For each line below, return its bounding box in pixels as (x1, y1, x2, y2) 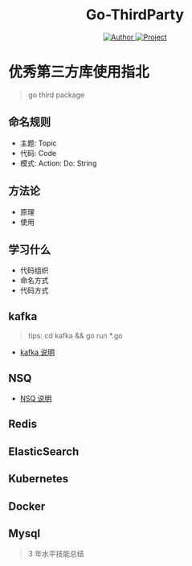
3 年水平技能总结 (27, 549, 84, 559)
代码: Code (19, 148, 57, 158)
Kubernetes (8, 472, 69, 486)
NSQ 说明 (19, 393, 52, 403)
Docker (8, 499, 46, 513)
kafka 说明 (19, 347, 55, 357)
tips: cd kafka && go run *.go (27, 331, 123, 341)
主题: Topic (19, 138, 58, 148)
